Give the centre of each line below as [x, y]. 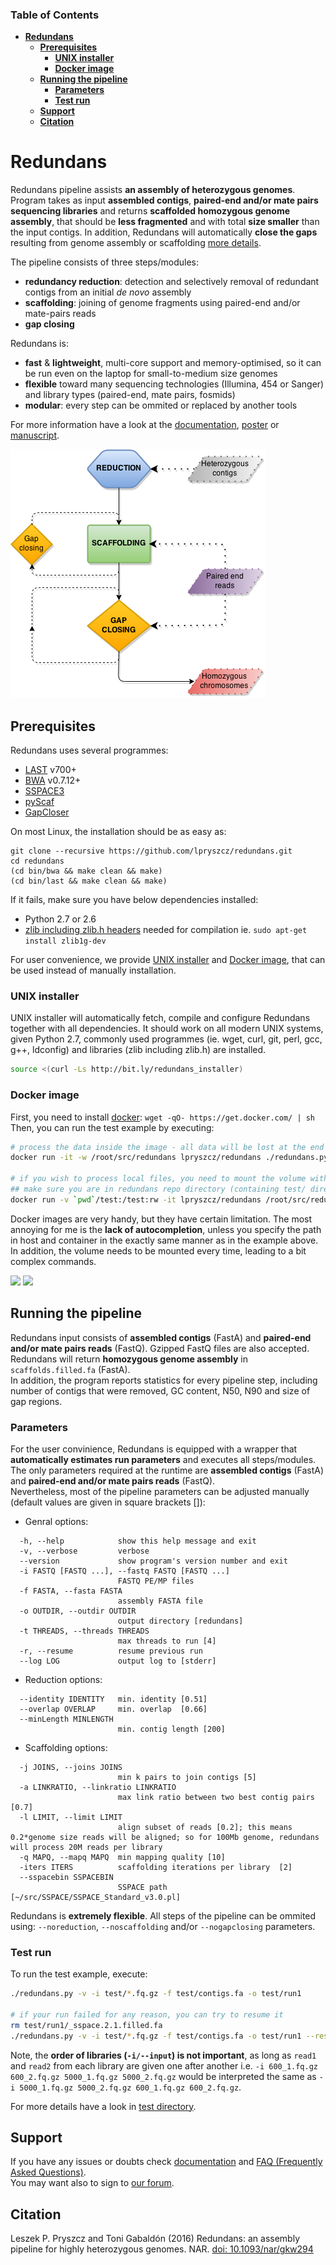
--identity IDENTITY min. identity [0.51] [113, 1699]
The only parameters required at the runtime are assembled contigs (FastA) [167, 1470]
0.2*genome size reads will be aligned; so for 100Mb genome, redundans [165, 1837]
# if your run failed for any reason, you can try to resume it [147, 2014]
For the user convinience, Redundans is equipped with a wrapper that [154, 1449]
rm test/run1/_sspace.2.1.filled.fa [86, 2025]
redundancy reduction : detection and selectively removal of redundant [172, 282]
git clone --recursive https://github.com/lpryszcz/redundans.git [151, 851]
